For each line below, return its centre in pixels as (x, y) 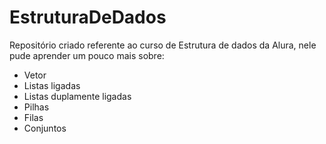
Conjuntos (45, 128)
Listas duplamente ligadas (77, 96)
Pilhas (36, 107)
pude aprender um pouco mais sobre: (87, 55)
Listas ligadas (52, 85)
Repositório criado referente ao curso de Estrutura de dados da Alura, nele (163, 45)
